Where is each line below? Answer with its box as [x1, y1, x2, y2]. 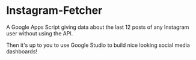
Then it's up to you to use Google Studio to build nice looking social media [6, 41, 191, 49]
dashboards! [6, 47, 38, 55]
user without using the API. [6, 29, 73, 37]
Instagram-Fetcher [6, 4, 103, 17]
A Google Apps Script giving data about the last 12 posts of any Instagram [6, 23, 189, 31]
